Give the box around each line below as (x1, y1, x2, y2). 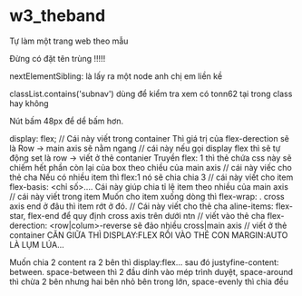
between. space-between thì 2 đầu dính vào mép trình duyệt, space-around (9, 266, 293, 277)
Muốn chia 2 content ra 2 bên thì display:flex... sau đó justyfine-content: (9, 256, 279, 268)
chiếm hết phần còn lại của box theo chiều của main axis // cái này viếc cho (9, 162, 292, 173)
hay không (9, 97, 49, 109)
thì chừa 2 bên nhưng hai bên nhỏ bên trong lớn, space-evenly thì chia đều (9, 276, 288, 287)
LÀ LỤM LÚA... (9, 239, 65, 250)
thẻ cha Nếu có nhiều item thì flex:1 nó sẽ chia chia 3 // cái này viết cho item (9, 172, 294, 183)
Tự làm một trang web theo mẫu (9, 35, 129, 46)
